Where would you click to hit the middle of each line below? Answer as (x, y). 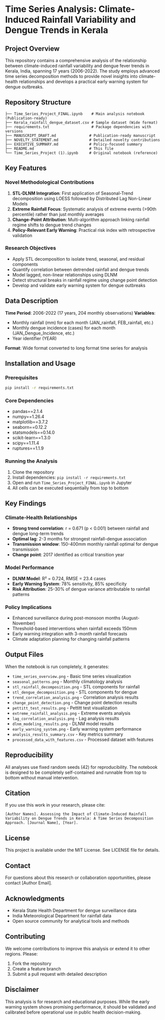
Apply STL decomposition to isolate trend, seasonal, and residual (78, 259)
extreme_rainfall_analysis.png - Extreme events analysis (71, 713)
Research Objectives (31, 248)
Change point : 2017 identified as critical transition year (68, 555)
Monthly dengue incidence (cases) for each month (64, 328)
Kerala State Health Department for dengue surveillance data (74, 910)
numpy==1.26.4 (28, 417)
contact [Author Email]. (29, 883)
